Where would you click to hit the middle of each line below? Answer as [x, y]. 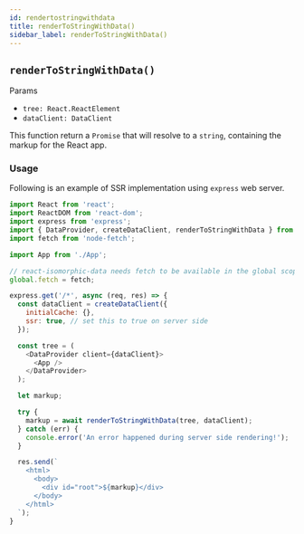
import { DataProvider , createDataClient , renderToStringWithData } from [152, 230]
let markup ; [40, 396]
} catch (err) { [48, 429]
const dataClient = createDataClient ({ [93, 304]
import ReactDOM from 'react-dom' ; [76, 214]
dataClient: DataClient [67, 119]
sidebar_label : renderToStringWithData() [89, 34]
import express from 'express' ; [70, 222]
